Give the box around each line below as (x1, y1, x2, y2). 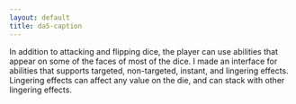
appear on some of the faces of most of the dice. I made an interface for (9, 56, 278, 66)
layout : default (9, 13, 70, 22)
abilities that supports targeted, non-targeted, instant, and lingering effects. (9, 65, 290, 76)
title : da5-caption (9, 22, 83, 30)
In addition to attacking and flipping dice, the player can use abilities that (9, 46, 279, 56)
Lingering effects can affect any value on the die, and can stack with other (9, 74, 285, 85)
